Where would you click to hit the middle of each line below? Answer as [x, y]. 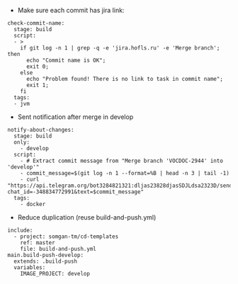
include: [20, 230]
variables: [30, 268]
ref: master [38, 243]
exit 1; [38, 85]
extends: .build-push [46, 261]
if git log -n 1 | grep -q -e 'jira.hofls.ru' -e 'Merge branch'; [120, 48]
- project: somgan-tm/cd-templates [66, 237]
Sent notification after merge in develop [75, 117]
